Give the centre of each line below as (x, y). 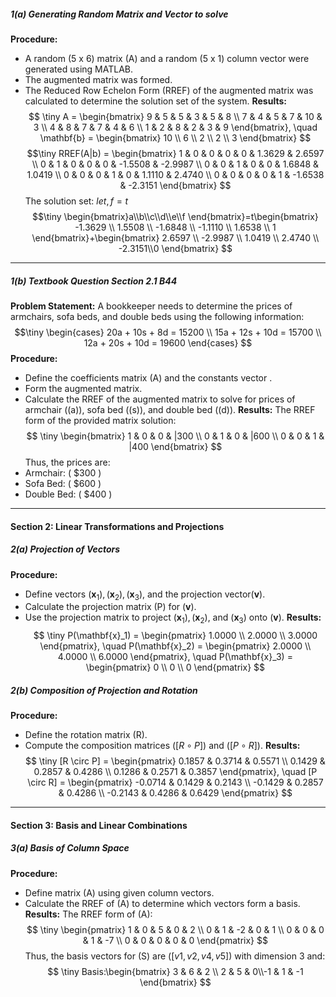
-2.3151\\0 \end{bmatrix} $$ (175, 248)
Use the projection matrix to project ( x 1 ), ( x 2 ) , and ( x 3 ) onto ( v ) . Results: (173, 618)
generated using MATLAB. (79, 69)
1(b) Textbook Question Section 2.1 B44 (94, 281)
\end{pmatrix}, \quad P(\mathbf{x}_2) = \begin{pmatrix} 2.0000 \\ (175, 646)
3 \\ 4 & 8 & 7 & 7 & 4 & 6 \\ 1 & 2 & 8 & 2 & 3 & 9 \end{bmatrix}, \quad (175, 127)
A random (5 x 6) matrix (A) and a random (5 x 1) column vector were (167, 58)
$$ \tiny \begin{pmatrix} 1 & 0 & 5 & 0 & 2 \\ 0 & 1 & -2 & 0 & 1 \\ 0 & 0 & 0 (175, 929)
